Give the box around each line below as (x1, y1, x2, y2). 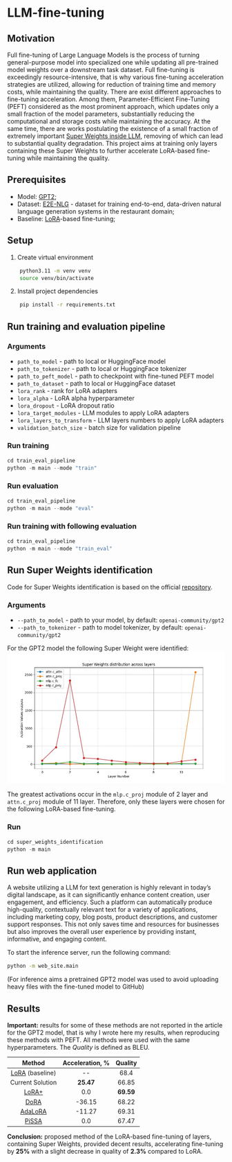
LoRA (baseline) (10, 1068, 57, 1077)
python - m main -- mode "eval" (7, 505, 95, 512)
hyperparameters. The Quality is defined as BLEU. (7, 1043, 150, 1052)
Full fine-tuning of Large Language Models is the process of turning (7, 51, 200, 59)
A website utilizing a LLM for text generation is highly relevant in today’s (7, 883, 211, 892)
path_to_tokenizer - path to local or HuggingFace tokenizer (17, 364, 187, 372)
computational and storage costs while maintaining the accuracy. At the (7, 117, 211, 125)
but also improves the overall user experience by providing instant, (7, 928, 197, 936)
